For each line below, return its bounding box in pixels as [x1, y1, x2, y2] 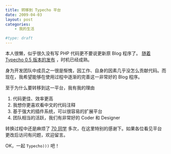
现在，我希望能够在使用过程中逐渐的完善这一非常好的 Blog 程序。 [5, 74, 143, 80]
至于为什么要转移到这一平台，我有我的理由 [5, 85, 95, 91]
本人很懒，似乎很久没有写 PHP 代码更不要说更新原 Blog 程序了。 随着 [5, 50, 151, 56]
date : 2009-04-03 [5, 12, 42, 17]
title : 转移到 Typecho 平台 [5, 7, 61, 13]
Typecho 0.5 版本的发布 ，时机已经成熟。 [5, 57, 92, 63]
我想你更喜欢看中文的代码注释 [12, 102, 76, 108]
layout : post [5, 17, 33, 22]
